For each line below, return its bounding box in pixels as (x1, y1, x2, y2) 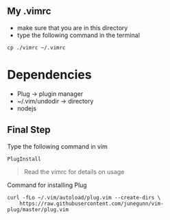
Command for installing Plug (7, 181, 87, 189)
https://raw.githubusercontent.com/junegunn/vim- (19, 200, 165, 207)
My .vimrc (7, 5, 51, 17)
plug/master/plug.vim (7, 206, 69, 213)
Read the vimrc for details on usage (23, 167, 125, 175)
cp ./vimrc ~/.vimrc (7, 44, 66, 51)
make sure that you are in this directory (16, 23, 128, 32)
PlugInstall (7, 156, 41, 162)
